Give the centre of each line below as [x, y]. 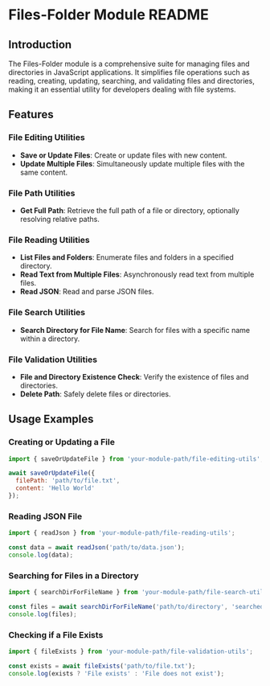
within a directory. [50, 339]
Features [31, 115]
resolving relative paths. [60, 219]
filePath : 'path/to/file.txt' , [68, 481]
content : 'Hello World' [55, 488]
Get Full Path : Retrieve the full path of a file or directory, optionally [129, 210]
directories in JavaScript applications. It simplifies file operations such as [129, 72]
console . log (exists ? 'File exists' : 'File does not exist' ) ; [117, 673]
